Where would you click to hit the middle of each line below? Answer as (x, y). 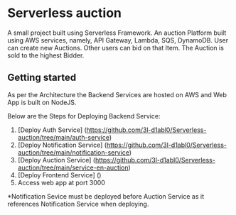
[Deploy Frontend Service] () (59, 175)
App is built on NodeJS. (42, 102)
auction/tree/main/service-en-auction (73, 167)
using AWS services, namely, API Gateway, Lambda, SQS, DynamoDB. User (118, 40)
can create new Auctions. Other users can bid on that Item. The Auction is (116, 48)
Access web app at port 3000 (61, 182)
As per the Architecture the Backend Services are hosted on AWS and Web (117, 94)
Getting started (42, 78)
